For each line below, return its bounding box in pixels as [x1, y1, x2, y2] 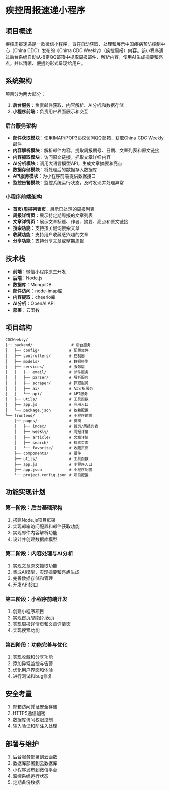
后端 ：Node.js [12, 275, 43, 281]
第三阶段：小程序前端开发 [5, 595, 68, 602]
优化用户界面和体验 [12, 667, 53, 673]
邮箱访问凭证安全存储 [12, 704, 57, 710]
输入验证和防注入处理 [12, 723, 57, 729]
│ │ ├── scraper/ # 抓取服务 [5, 380, 89, 386]
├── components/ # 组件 [14, 451, 81, 456]
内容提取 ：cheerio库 [12, 294, 56, 300]
